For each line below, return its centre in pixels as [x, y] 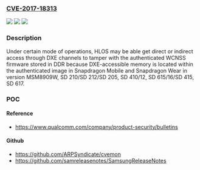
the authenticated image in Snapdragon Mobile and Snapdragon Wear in [97, 70]
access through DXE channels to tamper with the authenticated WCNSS [96, 57]
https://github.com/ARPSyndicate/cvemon [68, 154]
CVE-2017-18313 [32, 8]
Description [24, 38]
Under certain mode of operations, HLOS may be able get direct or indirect [100, 51]
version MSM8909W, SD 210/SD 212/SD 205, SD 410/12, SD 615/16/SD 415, [100, 77]
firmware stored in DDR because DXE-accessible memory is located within [100, 64]
